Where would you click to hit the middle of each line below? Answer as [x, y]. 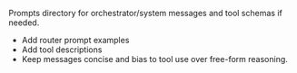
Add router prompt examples [75, 40]
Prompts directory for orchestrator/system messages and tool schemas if [145, 13]
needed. [24, 23]
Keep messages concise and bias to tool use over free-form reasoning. [154, 59]
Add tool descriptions [62, 50]
